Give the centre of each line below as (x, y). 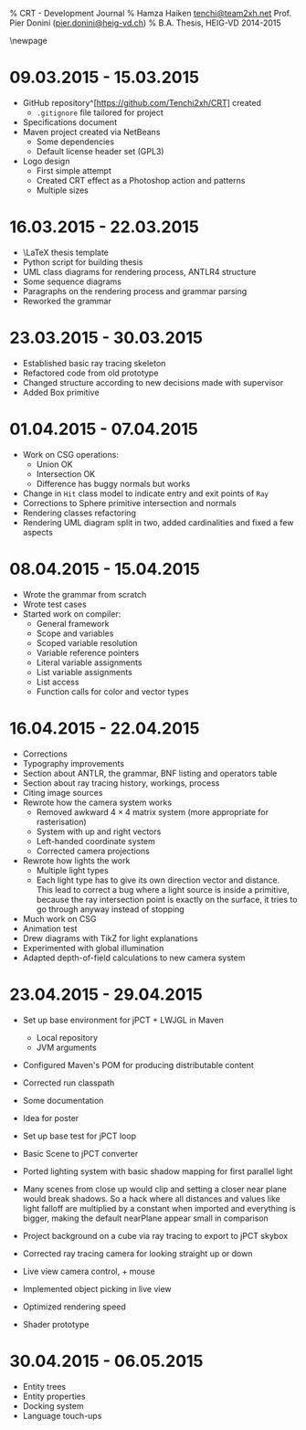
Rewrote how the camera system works (97, 802)
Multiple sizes (63, 190)
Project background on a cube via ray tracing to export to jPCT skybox (155, 1235)
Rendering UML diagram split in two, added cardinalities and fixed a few (158, 522)
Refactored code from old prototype (90, 373)
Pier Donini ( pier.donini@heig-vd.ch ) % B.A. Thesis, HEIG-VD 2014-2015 (145, 23)
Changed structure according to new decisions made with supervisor (153, 382)
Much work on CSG (59, 918)
